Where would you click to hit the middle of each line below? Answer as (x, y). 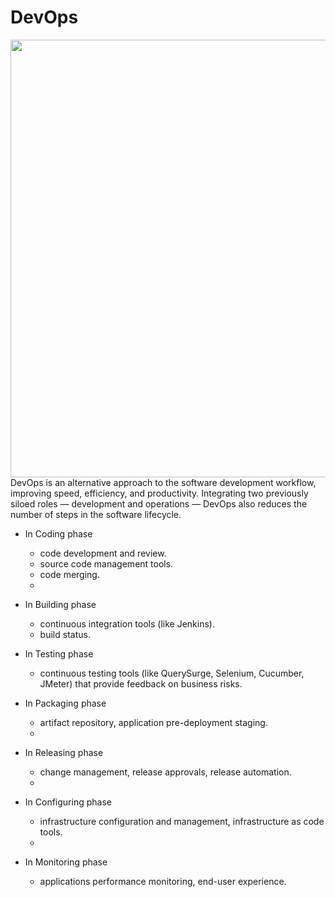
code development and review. (103, 553)
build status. (65, 634)
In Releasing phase (64, 752)
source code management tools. (106, 563)
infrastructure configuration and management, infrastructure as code (182, 821)
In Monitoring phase (66, 862)
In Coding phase (58, 533)
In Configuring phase (68, 802)
